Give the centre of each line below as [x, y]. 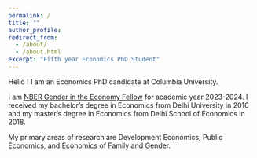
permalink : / [29, 15]
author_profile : [35, 30]
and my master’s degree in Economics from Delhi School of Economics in [127, 113]
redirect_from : [33, 37]
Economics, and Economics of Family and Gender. [90, 145]
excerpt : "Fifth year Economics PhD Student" [84, 60]
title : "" [24, 23]
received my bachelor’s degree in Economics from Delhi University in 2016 [128, 105]
